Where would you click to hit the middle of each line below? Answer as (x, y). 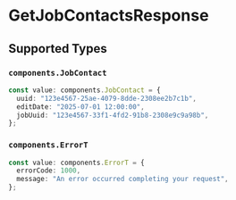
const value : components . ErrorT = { (76, 162)
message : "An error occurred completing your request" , (122, 179)
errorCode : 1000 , (49, 171)
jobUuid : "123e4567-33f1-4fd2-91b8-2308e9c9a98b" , (113, 115)
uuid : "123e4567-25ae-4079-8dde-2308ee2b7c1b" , (107, 98)
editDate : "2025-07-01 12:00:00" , (80, 107)
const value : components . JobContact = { (85, 90)
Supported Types (58, 49)
